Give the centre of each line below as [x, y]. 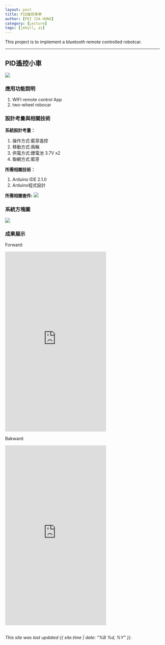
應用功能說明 [20, 88]
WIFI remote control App [37, 100]
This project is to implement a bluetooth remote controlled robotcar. [73, 42]
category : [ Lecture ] [26, 23]
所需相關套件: [19, 196]
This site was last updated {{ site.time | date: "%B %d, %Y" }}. [69, 638]
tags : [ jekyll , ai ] [25, 28]
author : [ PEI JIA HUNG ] [29, 19]
